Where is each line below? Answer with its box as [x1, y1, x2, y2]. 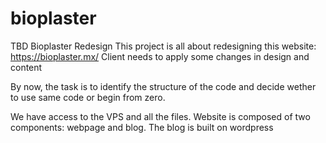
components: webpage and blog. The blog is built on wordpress [10, 121, 274, 133]
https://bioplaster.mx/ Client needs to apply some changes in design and [10, 50, 310, 62]
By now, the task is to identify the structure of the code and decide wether [10, 80, 317, 92]
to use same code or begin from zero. [10, 91, 166, 103]
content [10, 61, 43, 73]
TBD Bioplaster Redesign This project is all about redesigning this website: [10, 40, 317, 52]
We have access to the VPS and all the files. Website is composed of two [10, 110, 311, 122]
